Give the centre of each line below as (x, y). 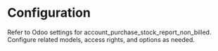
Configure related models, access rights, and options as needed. (101, 39)
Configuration (49, 13)
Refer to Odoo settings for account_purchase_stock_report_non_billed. (109, 32)
